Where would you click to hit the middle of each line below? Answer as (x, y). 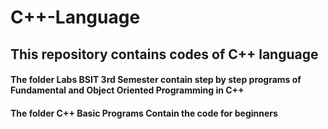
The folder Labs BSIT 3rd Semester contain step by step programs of (156, 80)
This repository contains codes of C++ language (164, 54)
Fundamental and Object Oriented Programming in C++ (127, 90)
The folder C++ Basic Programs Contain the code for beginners (144, 113)
